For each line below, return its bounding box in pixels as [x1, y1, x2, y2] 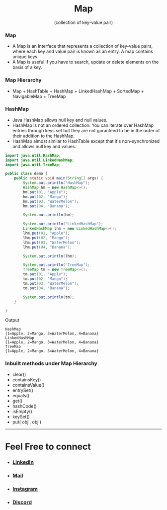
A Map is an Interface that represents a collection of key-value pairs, [12, 43, 153, 49]
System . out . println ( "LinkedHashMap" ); [23, 222, 103, 227]
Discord [12, 499, 32, 506]
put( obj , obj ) [12, 419, 41, 425]
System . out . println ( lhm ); [23, 254, 77, 258]
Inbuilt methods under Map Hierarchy [5, 360, 98, 367]
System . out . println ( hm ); [23, 212, 75, 218]
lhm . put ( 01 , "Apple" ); [23, 231, 70, 236]
